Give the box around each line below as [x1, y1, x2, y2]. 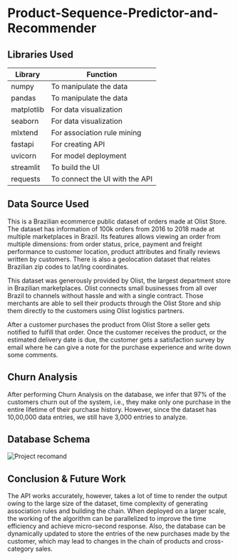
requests [11, 174, 41, 184]
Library [15, 70, 41, 79]
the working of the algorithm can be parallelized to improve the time [7, 514, 207, 523]
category [7, 544, 34, 553]
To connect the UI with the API [51, 174, 153, 184]
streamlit [11, 162, 41, 172]
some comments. [7, 350, 58, 359]
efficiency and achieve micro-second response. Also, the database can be [7, 522, 226, 531]
